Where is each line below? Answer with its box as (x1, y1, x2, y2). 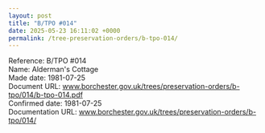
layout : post (8, 11, 52, 20)
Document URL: (8, 82, 61, 91)
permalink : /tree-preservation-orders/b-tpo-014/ (8, 34, 179, 42)
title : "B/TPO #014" (8, 19, 78, 27)
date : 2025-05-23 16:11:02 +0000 (8, 26, 121, 34)
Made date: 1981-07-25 (8, 73, 86, 83)
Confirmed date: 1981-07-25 (8, 99, 102, 108)
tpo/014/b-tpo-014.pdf (8, 90, 83, 100)
